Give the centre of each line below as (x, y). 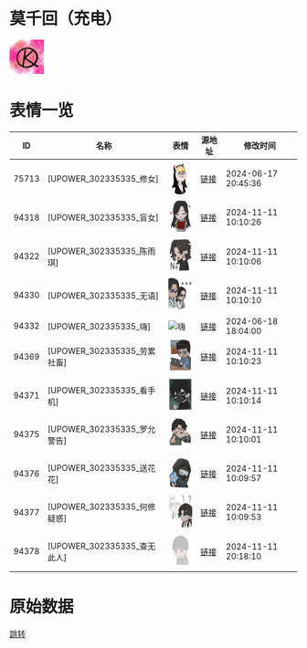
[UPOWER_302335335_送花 (101, 468)
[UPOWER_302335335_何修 (101, 507)
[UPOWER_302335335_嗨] (99, 326)
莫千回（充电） (66, 19)
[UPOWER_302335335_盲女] (103, 218)
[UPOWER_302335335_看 (97, 390)
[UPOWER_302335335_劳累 (101, 351)
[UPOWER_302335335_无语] (103, 295)
